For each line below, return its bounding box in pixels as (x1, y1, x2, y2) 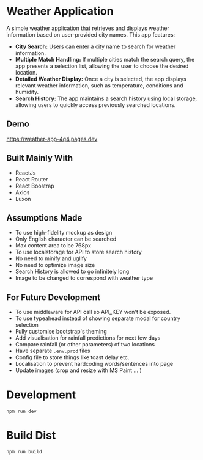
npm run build (6, 449, 43, 455)
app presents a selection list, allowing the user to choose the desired (15, 62, 189, 70)
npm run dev (6, 408, 37, 415)
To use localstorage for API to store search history (15, 249, 142, 256)
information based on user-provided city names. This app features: (6, 31, 175, 38)
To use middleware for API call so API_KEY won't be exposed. (15, 308, 171, 316)
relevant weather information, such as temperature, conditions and (15, 81, 183, 89)
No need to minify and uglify (15, 255, 87, 262)
